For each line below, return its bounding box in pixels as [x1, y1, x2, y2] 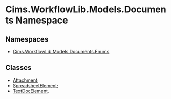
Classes [5, 63, 32, 72]
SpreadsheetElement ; [12, 82, 59, 88]
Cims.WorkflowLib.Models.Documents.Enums [12, 49, 110, 54]
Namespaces [5, 35, 49, 44]
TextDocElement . [12, 88, 49, 94]
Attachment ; [12, 77, 39, 83]
